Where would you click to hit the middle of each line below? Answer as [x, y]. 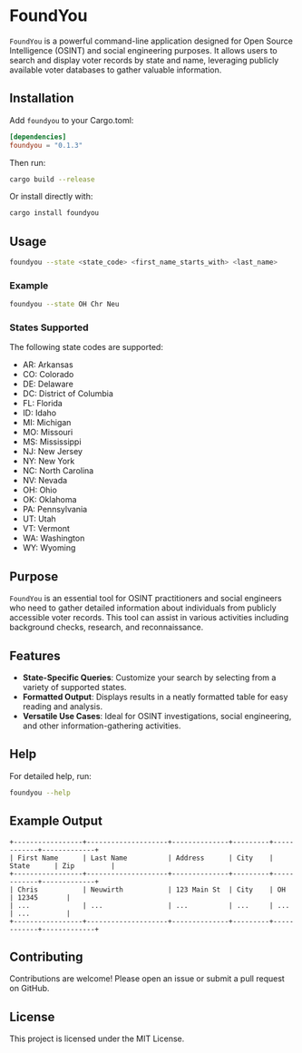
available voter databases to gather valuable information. [116, 70]
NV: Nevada [45, 481]
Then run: [28, 162]
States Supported [49, 327]
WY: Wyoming [49, 548]
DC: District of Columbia [68, 394]
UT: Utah [39, 519]
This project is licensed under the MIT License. [97, 1038]
